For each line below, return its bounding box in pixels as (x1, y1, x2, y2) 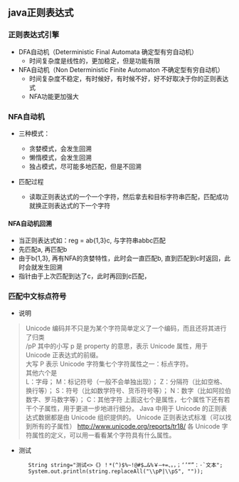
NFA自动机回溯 (8, 219, 53, 227)
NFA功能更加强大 (28, 92, 79, 101)
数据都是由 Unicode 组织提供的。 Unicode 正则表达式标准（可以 (38, 413, 225, 422)
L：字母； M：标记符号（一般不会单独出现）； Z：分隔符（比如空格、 (25, 377, 227, 386)
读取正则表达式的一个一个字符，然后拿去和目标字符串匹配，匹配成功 (28, 192, 229, 201)
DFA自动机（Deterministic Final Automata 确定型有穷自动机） (18, 47, 198, 56)
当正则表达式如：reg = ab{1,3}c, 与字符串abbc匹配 (18, 236, 166, 245)
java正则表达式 (8, 6, 74, 19)
